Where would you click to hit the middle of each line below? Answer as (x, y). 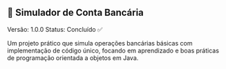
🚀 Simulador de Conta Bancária (75, 13)
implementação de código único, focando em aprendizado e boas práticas (113, 50)
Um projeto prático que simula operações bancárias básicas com (100, 43)
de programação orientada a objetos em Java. (73, 58)
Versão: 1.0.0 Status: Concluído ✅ (55, 29)
